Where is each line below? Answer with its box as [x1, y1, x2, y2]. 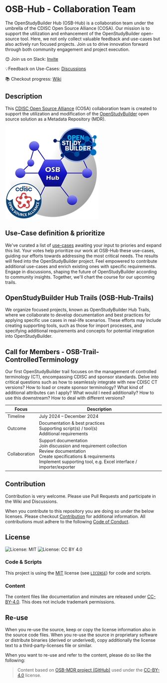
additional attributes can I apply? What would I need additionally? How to [5, 390, 154, 396]
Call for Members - [5, 347, 65, 356]
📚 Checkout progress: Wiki [5, 76, 62, 82]
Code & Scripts [5, 559, 42, 566]
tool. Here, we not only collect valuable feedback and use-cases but [20, 36, 161, 42]
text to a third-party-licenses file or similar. [5, 642, 93, 648]
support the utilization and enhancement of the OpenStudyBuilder [5, 30, 140, 36]
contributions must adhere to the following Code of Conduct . [5, 518, 130, 524]
